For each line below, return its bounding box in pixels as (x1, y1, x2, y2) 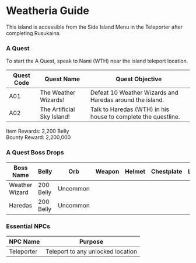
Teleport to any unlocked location (45, 247, 137, 255)
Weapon (95, 167, 120, 175)
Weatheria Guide (6, 4, 89, 18)
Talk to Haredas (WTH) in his (90, 105, 169, 113)
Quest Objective (116, 75, 162, 83)
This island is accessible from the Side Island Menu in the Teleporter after (6, 23, 183, 30)
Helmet (124, 167, 146, 175)
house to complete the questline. (90, 113, 180, 121)
